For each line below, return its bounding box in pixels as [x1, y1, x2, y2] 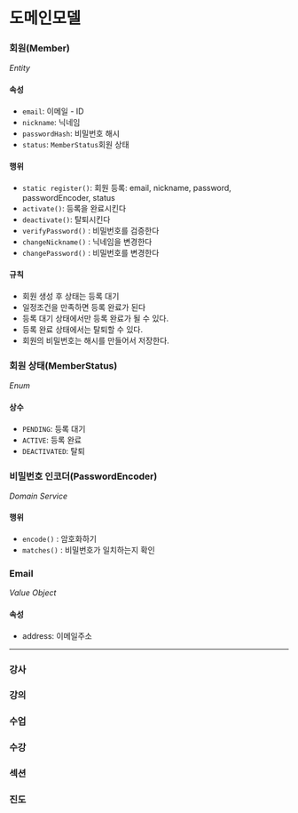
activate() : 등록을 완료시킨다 [21, 203, 127, 213]
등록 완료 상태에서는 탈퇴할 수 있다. [21, 324, 144, 335]
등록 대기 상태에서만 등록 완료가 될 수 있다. [21, 313, 169, 324]
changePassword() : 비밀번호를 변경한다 [21, 247, 160, 258]
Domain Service [9, 490, 68, 501]
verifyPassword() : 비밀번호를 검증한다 [21, 225, 160, 235]
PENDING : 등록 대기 [21, 423, 86, 434]
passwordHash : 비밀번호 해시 [21, 128, 120, 139]
